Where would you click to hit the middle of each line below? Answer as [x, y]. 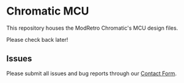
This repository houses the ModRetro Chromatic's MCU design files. [92, 28]
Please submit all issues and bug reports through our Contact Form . [92, 73]
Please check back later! [37, 39]
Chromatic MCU [48, 11]
